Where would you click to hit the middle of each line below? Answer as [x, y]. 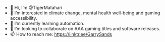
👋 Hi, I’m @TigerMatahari [36, 8]
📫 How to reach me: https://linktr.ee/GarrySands [61, 34]
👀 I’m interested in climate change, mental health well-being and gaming [85, 13]
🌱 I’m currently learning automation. [47, 23]
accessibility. [23, 18]
